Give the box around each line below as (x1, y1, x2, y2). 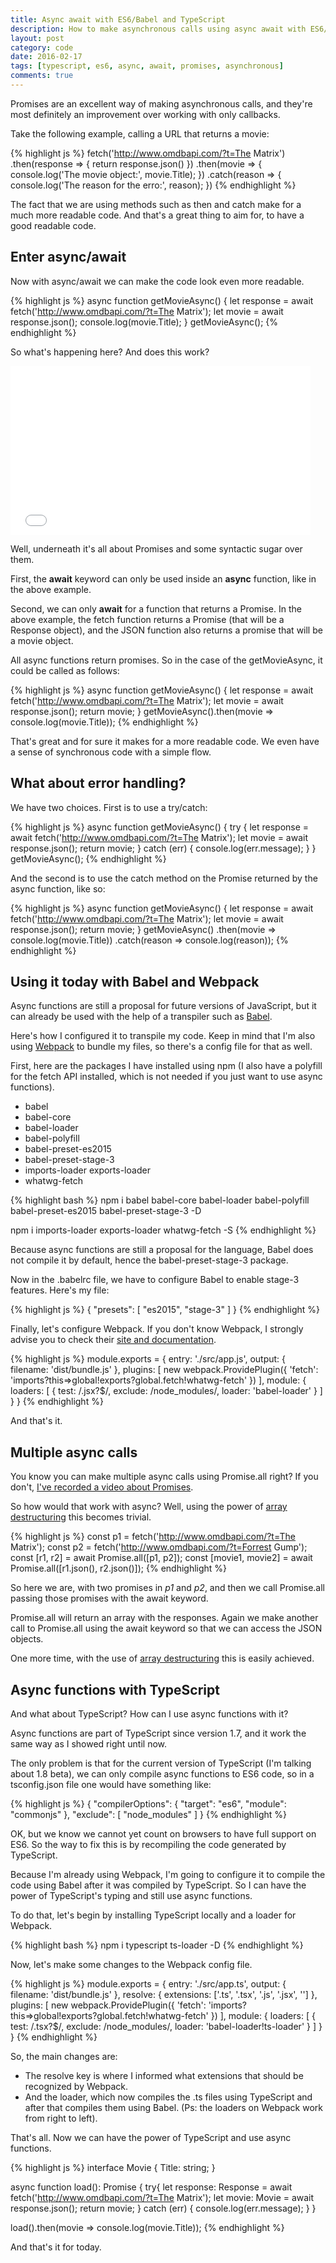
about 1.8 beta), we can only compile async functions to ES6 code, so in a (10, 1767, 315, 1780)
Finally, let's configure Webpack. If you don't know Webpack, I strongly (10, 1323, 304, 1335)
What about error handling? (10, 775, 187, 792)
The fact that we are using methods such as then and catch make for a (10, 198, 302, 210)
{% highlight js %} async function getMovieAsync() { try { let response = (10, 821, 310, 833)
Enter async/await (10, 249, 127, 266)
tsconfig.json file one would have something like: (10, 1778, 212, 1790)
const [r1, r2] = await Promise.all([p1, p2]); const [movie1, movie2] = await (10, 1552, 313, 1564)
